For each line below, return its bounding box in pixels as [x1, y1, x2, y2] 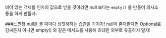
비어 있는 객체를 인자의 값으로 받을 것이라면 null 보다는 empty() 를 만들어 [5, 4, 145, 10]
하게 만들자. [14, 10, 37, 16]
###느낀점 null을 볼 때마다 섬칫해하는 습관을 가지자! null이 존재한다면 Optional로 [5, 21, 161, 27]
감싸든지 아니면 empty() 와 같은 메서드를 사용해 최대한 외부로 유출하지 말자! [5, 27, 151, 33]
